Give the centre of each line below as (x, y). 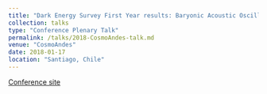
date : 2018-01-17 (37, 52)
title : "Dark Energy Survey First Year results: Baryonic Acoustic (122, 15)
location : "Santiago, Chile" (56, 60)
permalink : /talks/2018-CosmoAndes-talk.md (81, 38)
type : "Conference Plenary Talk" (64, 30)
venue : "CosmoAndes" (43, 45)
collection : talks (39, 23)
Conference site (35, 82)
